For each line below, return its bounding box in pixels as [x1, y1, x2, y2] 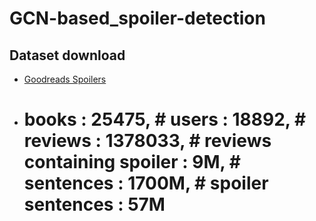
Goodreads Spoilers [23, 73, 107, 85]
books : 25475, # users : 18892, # [23, 108, 307, 131]
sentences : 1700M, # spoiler [23, 172, 269, 195]
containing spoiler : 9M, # [23, 151, 241, 174]
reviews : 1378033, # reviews [23, 130, 272, 152]
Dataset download [9, 47, 126, 64]
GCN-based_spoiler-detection [9, 7, 266, 30]
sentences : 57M [23, 193, 166, 216]
